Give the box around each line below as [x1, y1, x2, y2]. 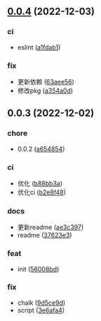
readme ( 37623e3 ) [17, 231, 72, 240]
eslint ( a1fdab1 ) [17, 42, 61, 52]
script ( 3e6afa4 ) [17, 305, 65, 314]
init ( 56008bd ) [17, 264, 60, 273]
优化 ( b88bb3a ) [17, 179, 63, 187]
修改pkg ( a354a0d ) [17, 86, 74, 95]
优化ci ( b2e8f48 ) [17, 187, 67, 197]
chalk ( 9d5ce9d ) [17, 298, 66, 307]
